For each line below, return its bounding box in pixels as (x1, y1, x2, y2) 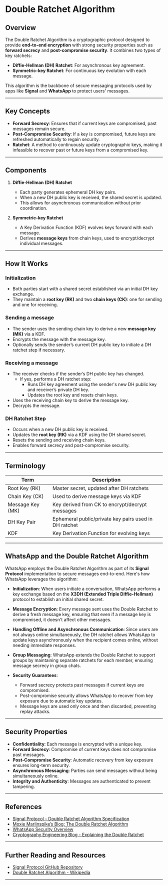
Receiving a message (5, 359, 58, 366)
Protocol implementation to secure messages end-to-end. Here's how (5, 570, 150, 576)
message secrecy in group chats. (12, 662, 81, 668)
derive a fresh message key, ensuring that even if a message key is (12, 611, 151, 617)
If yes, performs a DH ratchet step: (19, 376, 91, 382)
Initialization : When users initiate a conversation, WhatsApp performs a (12, 585, 160, 591)
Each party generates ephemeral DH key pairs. (19, 189, 116, 195)
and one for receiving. (12, 301, 58, 308)
